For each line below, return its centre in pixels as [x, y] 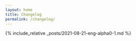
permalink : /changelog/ [30, 19]
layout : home [19, 10]
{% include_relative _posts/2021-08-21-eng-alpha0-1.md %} [68, 33]
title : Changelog [24, 14]
